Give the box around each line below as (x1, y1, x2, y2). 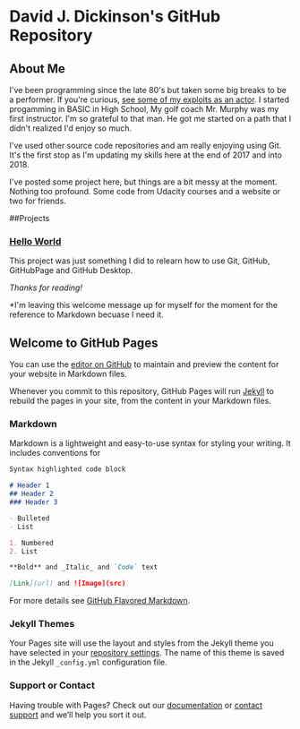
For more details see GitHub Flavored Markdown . (9, 596, 191, 606)
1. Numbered (9, 538, 54, 547)
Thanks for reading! (9, 282, 83, 293)
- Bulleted (9, 513, 50, 523)
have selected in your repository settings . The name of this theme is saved (9, 648, 285, 658)
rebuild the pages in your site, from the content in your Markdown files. (9, 396, 271, 407)
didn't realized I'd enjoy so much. (9, 123, 133, 133)
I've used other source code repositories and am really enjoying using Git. (9, 141, 282, 150)
